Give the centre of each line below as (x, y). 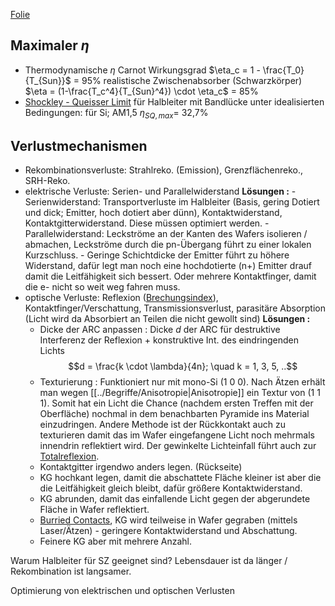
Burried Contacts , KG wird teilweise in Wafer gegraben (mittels (168, 520)
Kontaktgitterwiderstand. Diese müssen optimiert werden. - (147, 223)
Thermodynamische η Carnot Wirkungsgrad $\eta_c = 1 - (142, 70)
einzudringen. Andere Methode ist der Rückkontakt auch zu (162, 425)
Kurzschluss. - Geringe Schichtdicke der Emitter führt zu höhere (157, 255)
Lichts (52, 351)
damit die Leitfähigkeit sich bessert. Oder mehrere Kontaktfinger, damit (170, 276)
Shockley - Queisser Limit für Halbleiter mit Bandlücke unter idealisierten (174, 101)
